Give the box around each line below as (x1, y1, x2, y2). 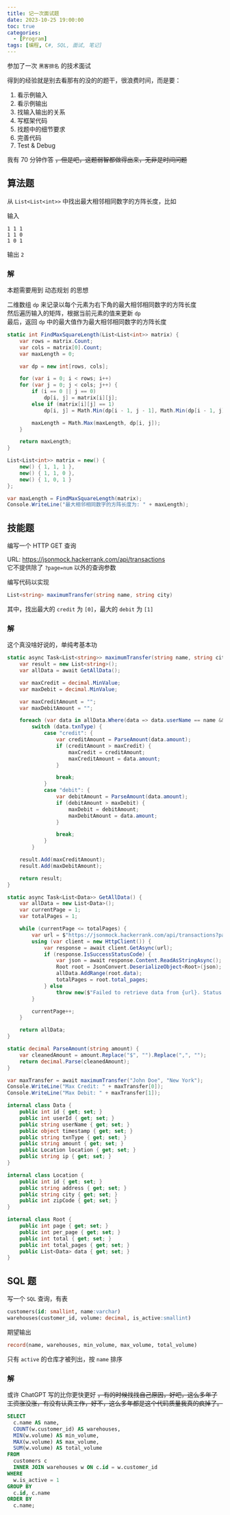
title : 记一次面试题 (7, 10, 60, 17)
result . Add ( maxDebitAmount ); (19, 862, 103, 869)
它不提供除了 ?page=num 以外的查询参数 (7, 563, 116, 572)
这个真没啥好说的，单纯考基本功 (7, 641, 97, 649)
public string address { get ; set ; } (19, 1184, 127, 1191)
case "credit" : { (43, 730, 94, 737)
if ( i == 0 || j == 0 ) (31, 388, 97, 395)
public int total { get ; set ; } (19, 1235, 112, 1242)
